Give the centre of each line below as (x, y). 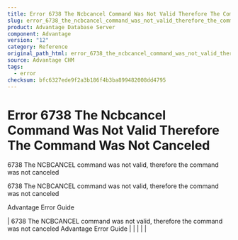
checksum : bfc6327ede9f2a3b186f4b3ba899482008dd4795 (87, 80)
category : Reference (38, 47)
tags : (15, 67)
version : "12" (28, 40)
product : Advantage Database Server (61, 27)
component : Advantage (39, 34)
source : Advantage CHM (41, 60)
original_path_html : (38, 54)
